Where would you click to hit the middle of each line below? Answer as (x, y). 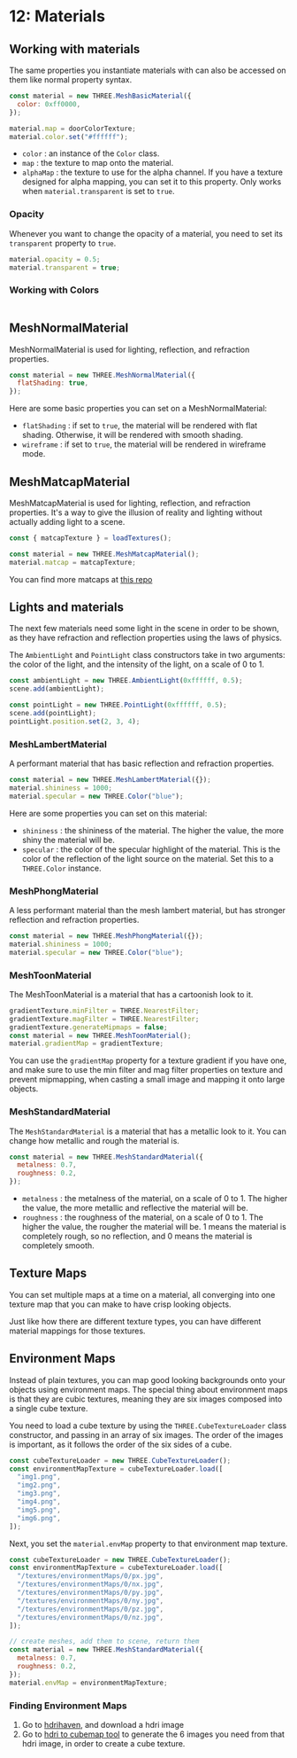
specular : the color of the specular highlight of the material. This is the (151, 849)
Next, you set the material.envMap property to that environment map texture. (148, 1543)
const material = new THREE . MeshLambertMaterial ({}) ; (110, 780)
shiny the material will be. (68, 840)
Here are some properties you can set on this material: (108, 813)
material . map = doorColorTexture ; (73, 129)
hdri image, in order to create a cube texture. (103, 1744)
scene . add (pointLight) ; (53, 714)
